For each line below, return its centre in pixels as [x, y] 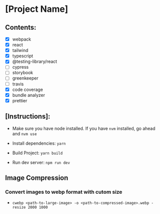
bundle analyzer [29, 95]
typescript [23, 56]
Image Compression [37, 178]
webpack [21, 39]
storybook [23, 73]
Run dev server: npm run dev [41, 162]
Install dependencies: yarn [39, 143]
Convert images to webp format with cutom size [64, 192]
